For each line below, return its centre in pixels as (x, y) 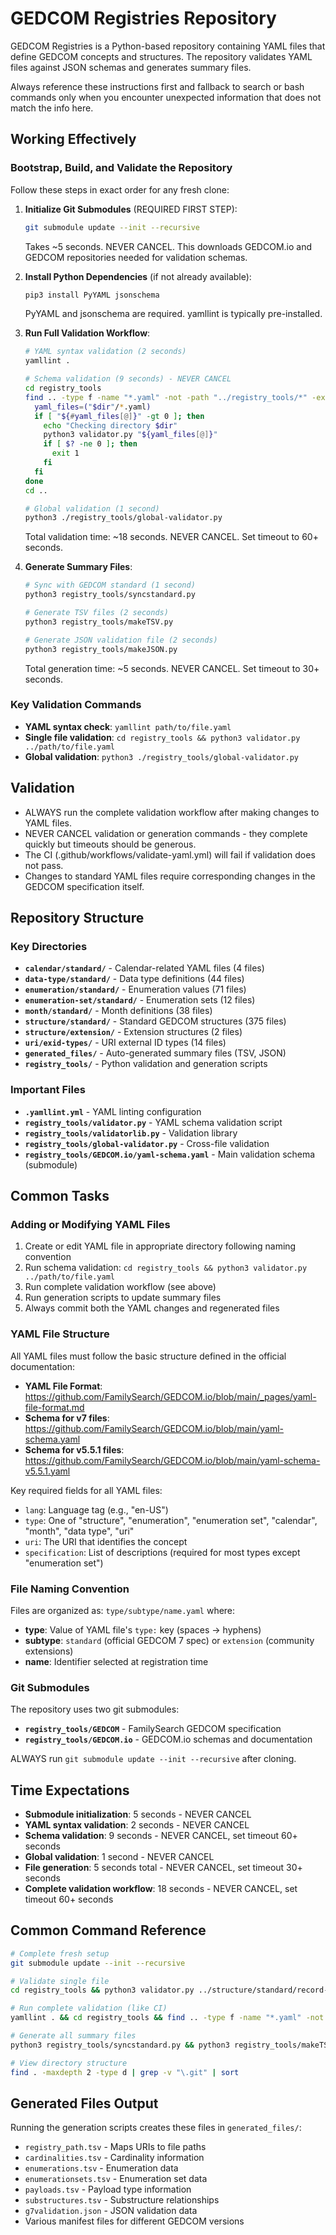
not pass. (44, 865)
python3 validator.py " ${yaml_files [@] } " (130, 435)
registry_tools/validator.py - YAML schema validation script (153, 1122)
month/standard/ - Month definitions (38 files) (118, 1011)
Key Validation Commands (76, 705)
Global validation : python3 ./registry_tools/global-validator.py (162, 756)
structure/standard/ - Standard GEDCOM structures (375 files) (155, 1021)
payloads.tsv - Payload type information (108, 2189)
